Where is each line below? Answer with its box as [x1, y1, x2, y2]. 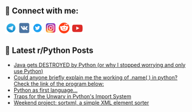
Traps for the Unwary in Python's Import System [13, 92, 132, 100]
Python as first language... [13, 87, 78, 94]
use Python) [13, 68, 44, 75]
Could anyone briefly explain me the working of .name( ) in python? [13, 73, 178, 81]
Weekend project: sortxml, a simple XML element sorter [13, 99, 149, 106]
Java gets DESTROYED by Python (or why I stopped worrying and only [13, 61, 186, 68]
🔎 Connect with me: [5, 6, 79, 16]
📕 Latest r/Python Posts [5, 46, 94, 56]
